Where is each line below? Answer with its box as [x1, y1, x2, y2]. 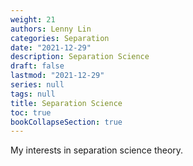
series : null [10, 80, 65, 90]
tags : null [10, 89, 56, 99]
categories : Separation [10, 33, 110, 43]
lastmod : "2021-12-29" [10, 71, 105, 81]
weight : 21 [10, 14, 56, 25]
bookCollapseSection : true [10, 117, 123, 127]
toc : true [10, 107, 52, 118]
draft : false [10, 61, 65, 71]
